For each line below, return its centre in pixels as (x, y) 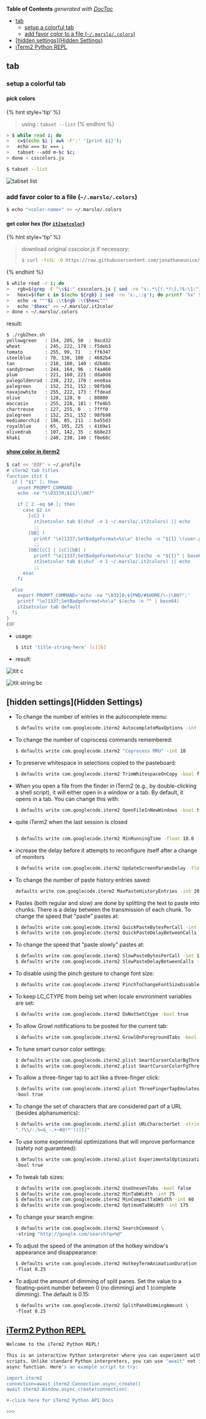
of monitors (30, 856)
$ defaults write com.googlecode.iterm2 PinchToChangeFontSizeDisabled (109, 985)
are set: (25, 1003)
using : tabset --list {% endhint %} (68, 124)
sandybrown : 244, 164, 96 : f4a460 (59, 369)
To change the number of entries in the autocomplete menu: (91, 717)
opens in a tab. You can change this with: (67, 799)
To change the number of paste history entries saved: (83, 880)
